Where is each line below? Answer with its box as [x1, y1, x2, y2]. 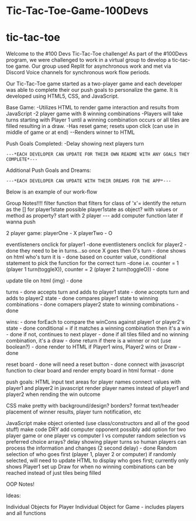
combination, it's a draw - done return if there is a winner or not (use [6, 337, 171, 344]
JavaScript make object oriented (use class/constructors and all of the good [6, 420, 190, 427]
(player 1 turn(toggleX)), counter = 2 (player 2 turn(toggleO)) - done [6, 266, 169, 273]
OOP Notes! [6, 481, 35, 488]
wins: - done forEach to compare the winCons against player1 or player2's [6, 319, 185, 326]
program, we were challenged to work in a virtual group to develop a [6, 57, 171, 64]
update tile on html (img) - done [6, 277, 83, 284]
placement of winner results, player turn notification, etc [6, 408, 142, 416]
